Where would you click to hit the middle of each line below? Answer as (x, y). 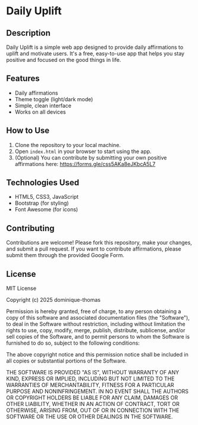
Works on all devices (40, 112)
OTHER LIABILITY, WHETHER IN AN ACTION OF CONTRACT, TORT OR (93, 404)
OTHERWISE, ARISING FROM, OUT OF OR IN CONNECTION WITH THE (93, 410)
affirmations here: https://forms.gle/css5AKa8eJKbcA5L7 (85, 164)
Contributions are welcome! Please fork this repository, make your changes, (99, 243)
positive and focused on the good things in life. (64, 60)
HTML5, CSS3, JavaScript (47, 197)
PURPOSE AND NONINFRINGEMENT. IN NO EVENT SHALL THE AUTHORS (98, 392)
